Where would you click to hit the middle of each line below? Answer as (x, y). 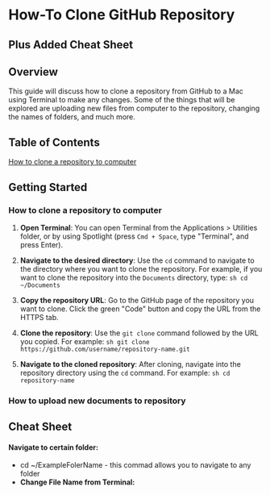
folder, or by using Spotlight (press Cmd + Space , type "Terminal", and (134, 236)
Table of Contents (54, 142)
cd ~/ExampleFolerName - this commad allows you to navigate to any (135, 465)
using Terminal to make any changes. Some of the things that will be (122, 100)
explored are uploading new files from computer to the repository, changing (134, 108)
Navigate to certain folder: (54, 447)
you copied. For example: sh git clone (85, 341)
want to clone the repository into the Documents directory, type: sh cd (134, 277)
